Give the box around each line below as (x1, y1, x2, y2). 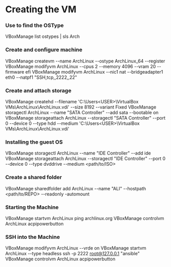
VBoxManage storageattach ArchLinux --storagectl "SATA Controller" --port (5, 115, 166, 121)
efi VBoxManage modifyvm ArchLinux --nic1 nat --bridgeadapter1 (25, 69, 163, 75)
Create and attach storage (5, 87, 71, 94)
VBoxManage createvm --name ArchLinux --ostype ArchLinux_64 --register (5, 58, 165, 64)
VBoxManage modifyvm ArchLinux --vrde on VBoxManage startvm (5, 245, 146, 251)
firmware (5, 69, 25, 75)
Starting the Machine (5, 204, 59, 211)
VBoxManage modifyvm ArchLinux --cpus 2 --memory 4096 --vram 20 (5, 63, 156, 70)
